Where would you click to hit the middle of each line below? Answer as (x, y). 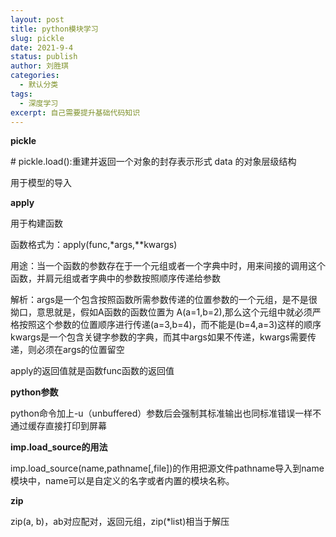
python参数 (34, 392)
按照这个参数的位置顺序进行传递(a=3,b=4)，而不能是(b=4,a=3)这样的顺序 (170, 325)
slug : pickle (37, 38)
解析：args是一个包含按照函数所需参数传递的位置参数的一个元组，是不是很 (164, 300)
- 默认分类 (39, 85)
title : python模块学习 (54, 29)
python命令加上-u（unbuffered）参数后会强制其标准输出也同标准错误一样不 (166, 413)
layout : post (37, 19)
